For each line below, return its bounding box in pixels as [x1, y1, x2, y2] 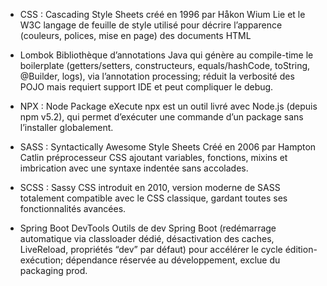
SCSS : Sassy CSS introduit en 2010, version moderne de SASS [19, 182, 281, 193]
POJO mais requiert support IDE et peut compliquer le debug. [19, 81, 274, 93]
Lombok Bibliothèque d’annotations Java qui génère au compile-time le [19, 49, 314, 61]
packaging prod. [19, 265, 88, 276]
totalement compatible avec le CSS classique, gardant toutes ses [19, 192, 288, 204]
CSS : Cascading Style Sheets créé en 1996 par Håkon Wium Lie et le [19, 9, 306, 20]
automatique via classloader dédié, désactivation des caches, [19, 233, 275, 244]
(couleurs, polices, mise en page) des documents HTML [19, 30, 252, 41]
